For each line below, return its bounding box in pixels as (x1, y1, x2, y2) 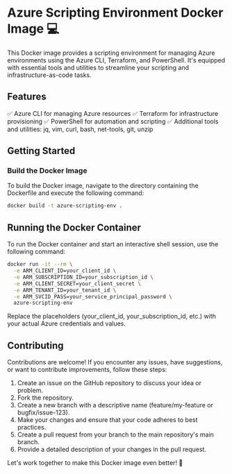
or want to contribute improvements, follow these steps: (7, 366, 167, 374)
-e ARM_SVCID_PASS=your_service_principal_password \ (13, 293, 172, 300)
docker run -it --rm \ (7, 261, 73, 268)
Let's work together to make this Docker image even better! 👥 (7, 459, 183, 467)
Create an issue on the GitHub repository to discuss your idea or (17, 379, 201, 387)
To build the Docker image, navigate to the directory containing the (7, 182, 199, 190)
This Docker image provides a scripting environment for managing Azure (7, 49, 215, 57)
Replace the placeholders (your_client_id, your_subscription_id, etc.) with (7, 312, 217, 321)
